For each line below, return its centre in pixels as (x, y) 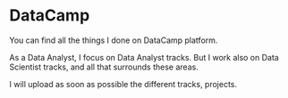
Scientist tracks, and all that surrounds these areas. (104, 67)
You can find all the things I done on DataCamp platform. (114, 40)
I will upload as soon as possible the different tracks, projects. (123, 84)
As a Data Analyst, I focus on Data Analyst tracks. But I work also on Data (144, 57)
